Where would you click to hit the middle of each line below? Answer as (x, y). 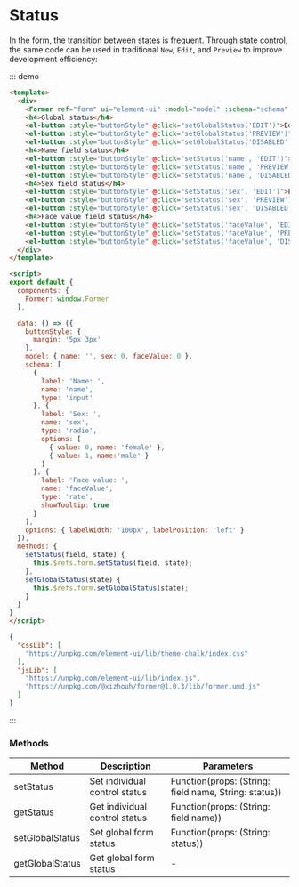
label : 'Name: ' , (73, 381)
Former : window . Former (67, 299)
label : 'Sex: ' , (71, 415)
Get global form (122, 858)
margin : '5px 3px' (67, 340)
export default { (41, 282)
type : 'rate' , (67, 497)
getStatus (34, 812)
